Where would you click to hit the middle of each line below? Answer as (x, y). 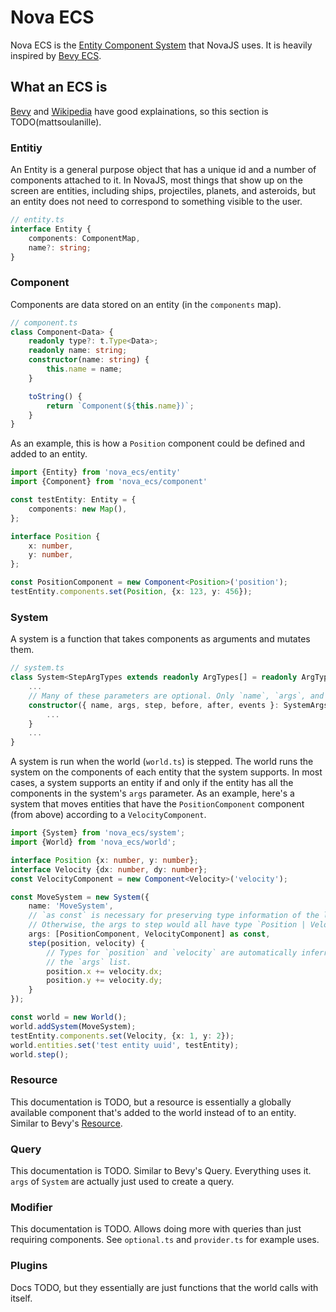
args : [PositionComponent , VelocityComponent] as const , (149, 934)
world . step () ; (40, 1054)
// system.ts (37, 668)
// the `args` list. (89, 962)
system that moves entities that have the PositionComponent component (157, 804)
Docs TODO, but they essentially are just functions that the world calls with (164, 1287)
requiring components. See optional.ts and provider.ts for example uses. (165, 1240)
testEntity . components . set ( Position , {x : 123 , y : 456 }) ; (131, 592)
